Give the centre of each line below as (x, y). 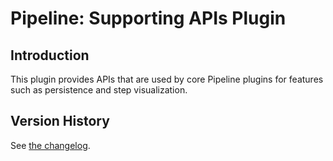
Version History (60, 121)
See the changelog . (50, 145)
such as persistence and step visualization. (99, 90)
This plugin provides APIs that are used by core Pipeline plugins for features (167, 79)
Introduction (50, 55)
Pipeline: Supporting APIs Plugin (148, 18)
